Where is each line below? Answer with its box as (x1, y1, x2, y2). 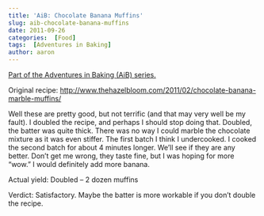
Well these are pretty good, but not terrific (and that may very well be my (8, 109, 246, 119)
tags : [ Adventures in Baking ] (8, 41, 112, 49)
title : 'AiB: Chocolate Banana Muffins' (8, 11, 144, 20)
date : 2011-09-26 (8, 26, 66, 34)
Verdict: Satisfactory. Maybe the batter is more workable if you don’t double (8, 191, 256, 199)
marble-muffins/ (8, 94, 62, 103)
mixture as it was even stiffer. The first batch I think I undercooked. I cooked (8, 135, 257, 143)
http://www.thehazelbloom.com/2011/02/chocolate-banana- (59, 85, 256, 95)
